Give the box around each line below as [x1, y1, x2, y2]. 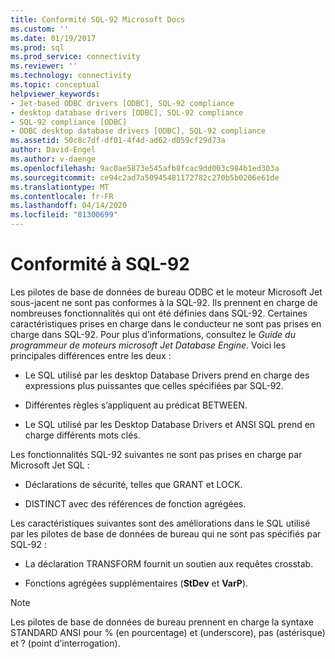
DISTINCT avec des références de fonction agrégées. [24, 497, 247, 510]
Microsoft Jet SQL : [10, 459, 90, 471]
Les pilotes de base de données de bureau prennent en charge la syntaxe [10, 616, 314, 628]
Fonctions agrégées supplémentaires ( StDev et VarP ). [24, 577, 249, 589]
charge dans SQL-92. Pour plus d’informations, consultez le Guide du [10, 328, 296, 340]
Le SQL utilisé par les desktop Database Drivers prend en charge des [24, 369, 310, 381]
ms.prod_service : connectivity [10, 52, 141, 62]
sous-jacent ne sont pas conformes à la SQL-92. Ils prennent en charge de [10, 296, 318, 308]
